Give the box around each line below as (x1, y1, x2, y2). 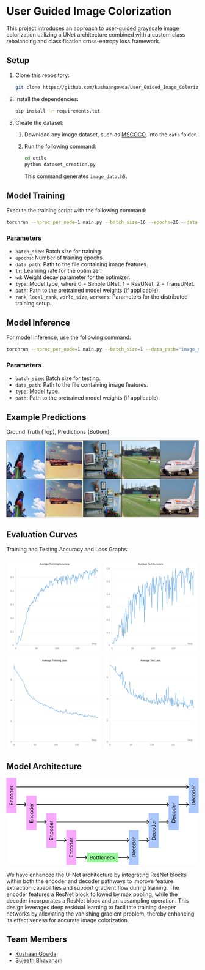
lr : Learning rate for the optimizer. (15, 267, 102, 275)
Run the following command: (24, 143, 96, 150)
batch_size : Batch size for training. (15, 248, 103, 255)
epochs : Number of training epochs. (15, 254, 104, 261)
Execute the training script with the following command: (6, 207, 146, 214)
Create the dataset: (15, 119, 64, 126)
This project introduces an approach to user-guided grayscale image (6, 24, 179, 32)
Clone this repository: (15, 72, 70, 79)
